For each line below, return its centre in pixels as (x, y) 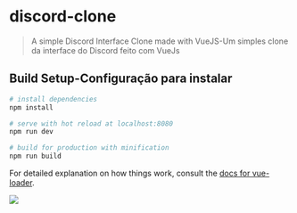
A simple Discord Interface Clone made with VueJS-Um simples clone (160, 41)
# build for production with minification (89, 148)
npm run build (36, 156)
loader (21, 183)
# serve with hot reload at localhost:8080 (91, 123)
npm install (31, 107)
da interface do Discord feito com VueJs (105, 50)
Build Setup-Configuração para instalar (121, 79)
